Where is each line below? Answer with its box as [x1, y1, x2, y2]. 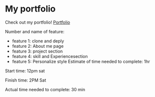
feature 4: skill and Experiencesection [12, 53, 88, 59]
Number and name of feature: [5, 28, 65, 34]
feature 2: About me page [12, 43, 64, 49]
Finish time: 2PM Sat [5, 77, 46, 83]
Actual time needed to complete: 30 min [5, 86, 86, 92]
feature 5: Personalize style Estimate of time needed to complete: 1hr [12, 58, 150, 64]
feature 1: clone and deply [12, 38, 64, 44]
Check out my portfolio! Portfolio [5, 19, 70, 25]
